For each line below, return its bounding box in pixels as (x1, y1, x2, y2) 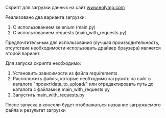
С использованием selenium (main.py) (12, 24, 96, 30)
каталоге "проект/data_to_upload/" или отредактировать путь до (12, 81, 154, 87)
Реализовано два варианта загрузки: (5, 14, 86, 20)
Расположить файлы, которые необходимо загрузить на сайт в (12, 76, 151, 81)
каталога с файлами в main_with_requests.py (12, 86, 110, 92)
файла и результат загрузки (5, 107, 66, 113)
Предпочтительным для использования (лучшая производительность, (5, 39, 160, 45)
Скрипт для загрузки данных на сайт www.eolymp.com (5, 5, 125, 10)
